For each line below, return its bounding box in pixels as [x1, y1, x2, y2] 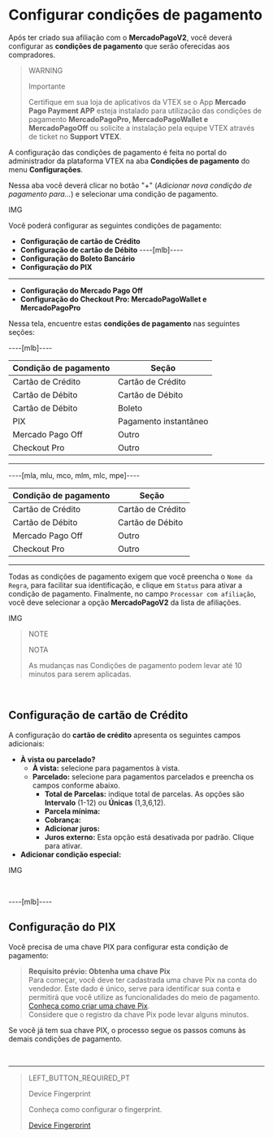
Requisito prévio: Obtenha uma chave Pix [28, 966, 171, 976]
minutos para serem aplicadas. [28, 669, 132, 679]
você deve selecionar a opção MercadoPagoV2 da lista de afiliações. [8, 597, 241, 607]
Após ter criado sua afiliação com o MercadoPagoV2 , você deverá [8, 33, 233, 42]
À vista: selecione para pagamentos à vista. [32, 762, 180, 773]
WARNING [28, 65, 63, 75]
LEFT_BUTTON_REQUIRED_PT [28, 1073, 130, 1083]
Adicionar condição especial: [19, 849, 122, 859]
